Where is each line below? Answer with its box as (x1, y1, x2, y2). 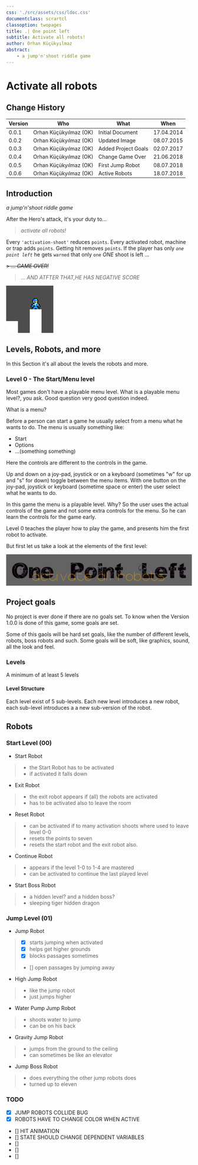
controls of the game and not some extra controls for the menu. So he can (6, 507, 186, 514)
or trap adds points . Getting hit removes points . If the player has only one (6, 245, 184, 252)
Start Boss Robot (14, 882, 56, 889)
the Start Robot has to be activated (29, 763, 114, 771)
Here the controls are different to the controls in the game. (6, 459, 148, 466)
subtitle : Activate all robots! (6, 34, 85, 41)
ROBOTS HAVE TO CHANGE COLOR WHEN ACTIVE (14, 1115, 140, 1122)
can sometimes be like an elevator (29, 1052, 113, 1059)
